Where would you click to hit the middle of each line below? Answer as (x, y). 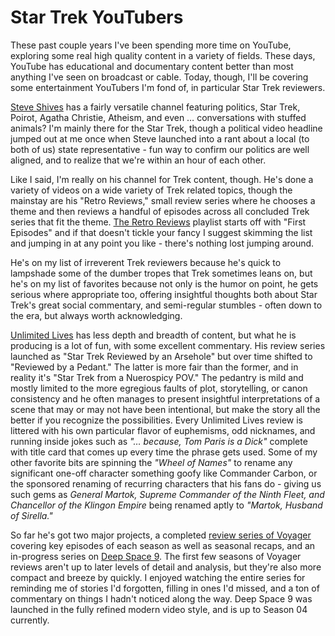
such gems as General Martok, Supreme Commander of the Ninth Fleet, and (167, 494)
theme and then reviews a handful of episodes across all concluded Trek (160, 211)
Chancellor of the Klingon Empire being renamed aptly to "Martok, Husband (166, 505)
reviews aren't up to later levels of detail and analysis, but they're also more (166, 567)
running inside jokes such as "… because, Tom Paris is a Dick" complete (159, 441)
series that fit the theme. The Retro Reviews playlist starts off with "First (158, 222)
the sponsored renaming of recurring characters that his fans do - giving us (166, 483)
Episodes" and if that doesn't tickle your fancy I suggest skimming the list (161, 232)
